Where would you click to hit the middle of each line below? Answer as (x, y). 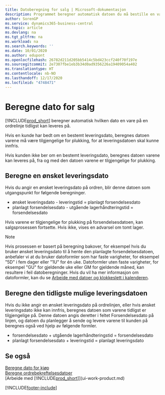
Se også (18, 356)
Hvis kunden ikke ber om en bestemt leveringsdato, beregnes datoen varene (82, 155)
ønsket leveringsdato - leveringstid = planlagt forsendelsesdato (76, 202)
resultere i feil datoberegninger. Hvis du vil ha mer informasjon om (72, 272)
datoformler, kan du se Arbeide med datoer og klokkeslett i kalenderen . (77, 278)
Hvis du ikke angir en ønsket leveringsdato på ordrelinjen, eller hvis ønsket (80, 305)
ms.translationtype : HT (29, 69)
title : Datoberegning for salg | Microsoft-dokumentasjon (66, 10)
